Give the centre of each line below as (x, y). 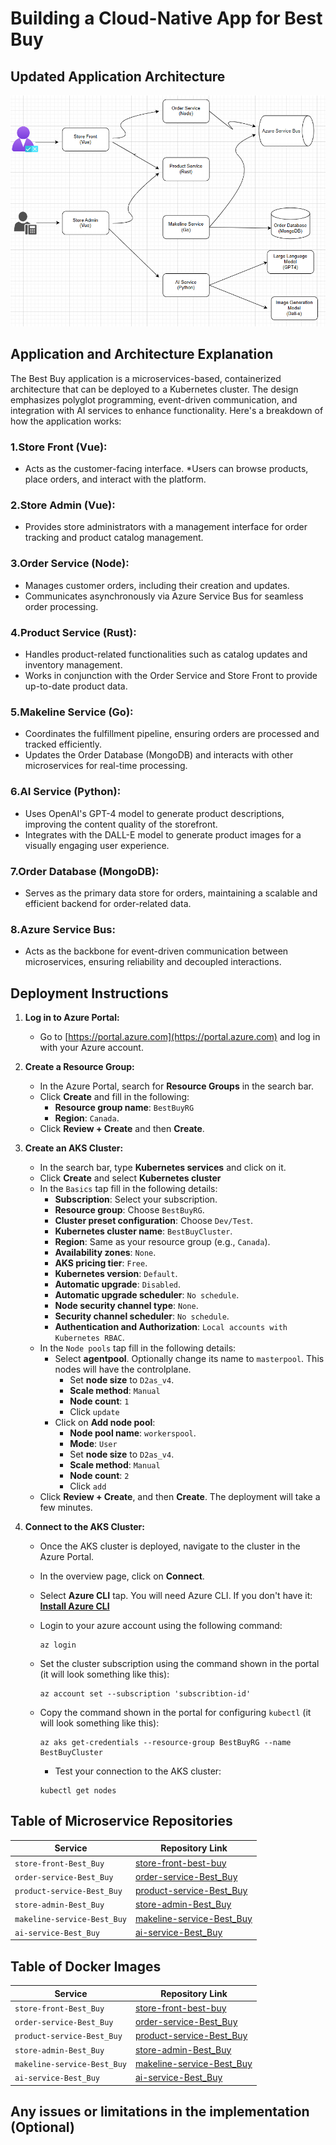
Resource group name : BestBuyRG (124, 1108)
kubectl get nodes (78, 1791)
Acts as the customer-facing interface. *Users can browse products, (166, 469)
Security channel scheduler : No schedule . (142, 1316)
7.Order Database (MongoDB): (85, 871)
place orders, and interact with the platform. (115, 479)
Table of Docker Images (86, 1966)
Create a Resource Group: (79, 1067)
